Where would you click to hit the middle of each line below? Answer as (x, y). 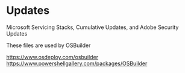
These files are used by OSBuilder (49, 45)
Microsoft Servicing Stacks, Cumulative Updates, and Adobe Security (92, 27)
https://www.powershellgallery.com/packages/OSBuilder (77, 63)
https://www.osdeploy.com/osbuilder (52, 57)
